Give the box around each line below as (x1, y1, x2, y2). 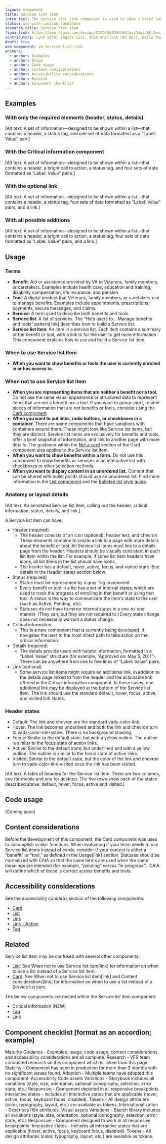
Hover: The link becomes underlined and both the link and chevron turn (12, 724, 158, 730)
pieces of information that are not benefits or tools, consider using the (12, 405, 155, 411)
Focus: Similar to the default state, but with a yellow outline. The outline (12, 735, 158, 741)
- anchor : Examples (9, 53, 50, 58)
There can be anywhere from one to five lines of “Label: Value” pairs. (19, 658, 161, 664)
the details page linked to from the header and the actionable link (19, 674, 152, 680)
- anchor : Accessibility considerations (9, 72, 94, 77)
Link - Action (12, 921, 39, 926)
